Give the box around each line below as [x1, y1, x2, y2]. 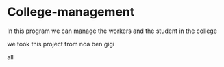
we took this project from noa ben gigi [7, 40, 115, 48]
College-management [7, 4, 135, 20]
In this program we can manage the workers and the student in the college [7, 27, 218, 35]
